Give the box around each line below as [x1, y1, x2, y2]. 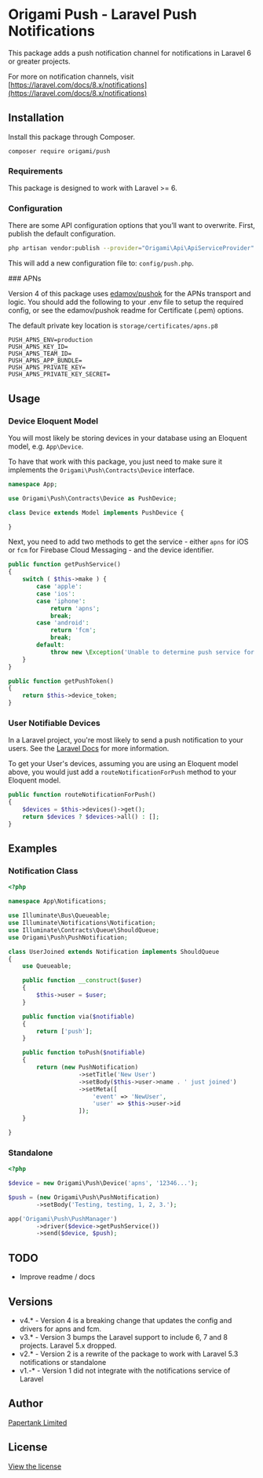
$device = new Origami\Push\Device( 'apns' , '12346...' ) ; [8, 1179, 199, 1187]
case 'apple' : [36, 583, 82, 591]
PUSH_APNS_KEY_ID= [8, 343, 68, 351]
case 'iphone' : [36, 597, 86, 605]
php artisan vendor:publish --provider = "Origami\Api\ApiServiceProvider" [8, 244, 255, 252]
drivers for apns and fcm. [19, 1324, 102, 1333]
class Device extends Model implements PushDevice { [8, 508, 184, 516]
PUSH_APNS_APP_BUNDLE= [8, 357, 82, 365]
